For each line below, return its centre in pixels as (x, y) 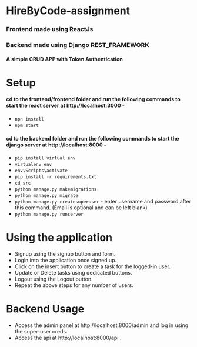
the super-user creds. (41, 332)
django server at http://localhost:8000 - (56, 145)
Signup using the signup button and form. (65, 254)
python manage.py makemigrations (56, 189)
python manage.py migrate (46, 196)
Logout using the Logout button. (54, 279)
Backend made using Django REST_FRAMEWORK (78, 45)
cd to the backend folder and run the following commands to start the (93, 138)
